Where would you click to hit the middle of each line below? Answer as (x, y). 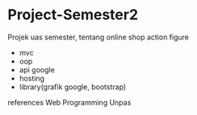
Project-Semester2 (73, 15)
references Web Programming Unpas (69, 102)
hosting (32, 78)
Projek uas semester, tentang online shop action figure (98, 37)
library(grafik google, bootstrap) (73, 87)
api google (37, 69)
